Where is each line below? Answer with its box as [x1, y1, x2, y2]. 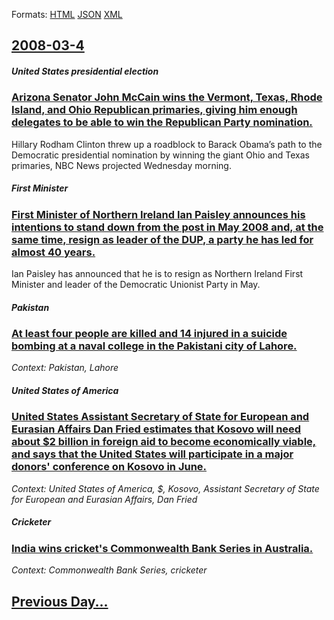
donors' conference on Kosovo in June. [11, 460, 208, 474]
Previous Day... [11, 593, 109, 610]
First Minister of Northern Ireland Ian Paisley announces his [11, 207, 306, 221]
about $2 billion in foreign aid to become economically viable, [11, 435, 317, 449]
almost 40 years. [11, 245, 96, 259]
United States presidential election [11, 65, 159, 77]
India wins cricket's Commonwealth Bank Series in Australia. [11, 541, 314, 555]
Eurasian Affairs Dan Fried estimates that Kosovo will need [11, 422, 302, 436]
